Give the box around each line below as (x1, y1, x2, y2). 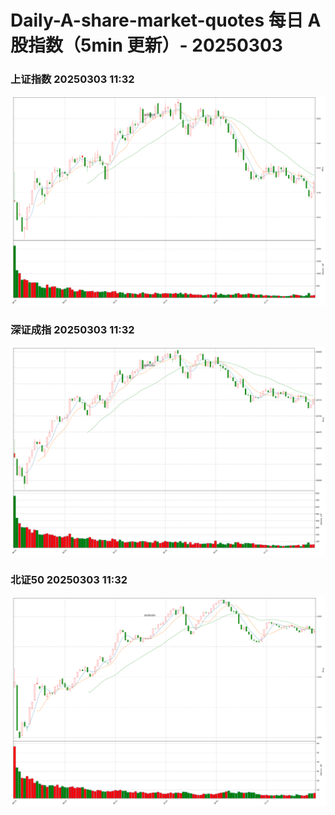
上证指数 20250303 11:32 (10, 72, 135, 86)
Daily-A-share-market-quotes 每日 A (10, 9, 322, 32)
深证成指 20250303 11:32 (10, 322, 135, 336)
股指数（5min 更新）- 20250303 (10, 34, 283, 57)
